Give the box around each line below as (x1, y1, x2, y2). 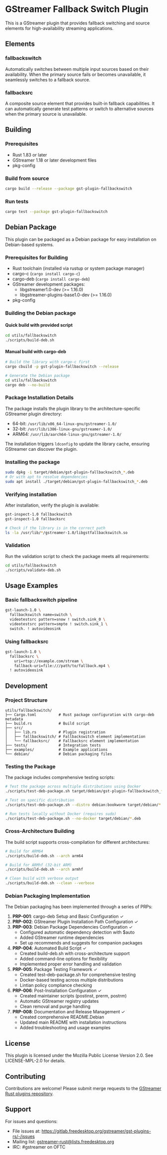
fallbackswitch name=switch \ (9, 612, 72, 617)
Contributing (5, 1072, 46, 1081)
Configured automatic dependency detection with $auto (19, 929, 135, 936)
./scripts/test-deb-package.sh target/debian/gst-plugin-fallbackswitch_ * (5, 789, 164, 794)
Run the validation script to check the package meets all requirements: (5, 553, 150, 559)
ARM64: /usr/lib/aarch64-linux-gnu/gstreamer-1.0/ (12, 431, 122, 437)
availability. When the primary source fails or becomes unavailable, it (5, 71, 146, 77)
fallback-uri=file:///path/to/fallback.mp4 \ (14, 663, 110, 668)
